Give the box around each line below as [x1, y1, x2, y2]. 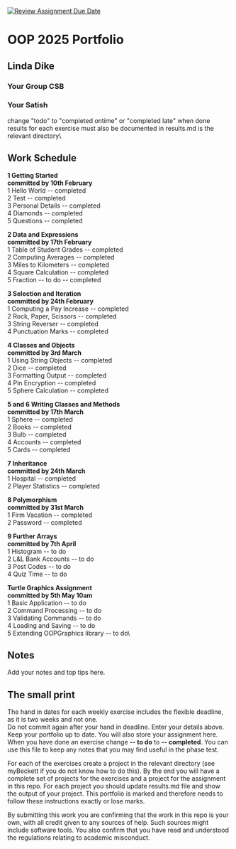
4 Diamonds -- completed [7, 208, 83, 217]
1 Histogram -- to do [7, 547, 67, 555]
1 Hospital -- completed [7, 474, 77, 483]
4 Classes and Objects [7, 341, 76, 349]
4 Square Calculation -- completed [7, 267, 109, 277]
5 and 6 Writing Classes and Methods [7, 400, 120, 408]
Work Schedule [7, 152, 77, 164]
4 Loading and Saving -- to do [7, 621, 96, 629]
